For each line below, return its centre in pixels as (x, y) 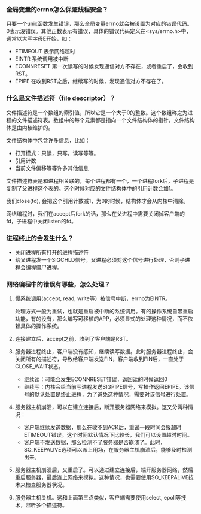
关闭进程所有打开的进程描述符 (51, 252)
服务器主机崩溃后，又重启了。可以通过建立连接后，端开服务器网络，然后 (104, 470)
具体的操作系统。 (41, 326)
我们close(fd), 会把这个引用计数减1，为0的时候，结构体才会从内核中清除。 (98, 201)
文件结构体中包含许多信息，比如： (48, 140)
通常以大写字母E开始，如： (39, 39)
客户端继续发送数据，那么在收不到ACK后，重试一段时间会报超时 (103, 427)
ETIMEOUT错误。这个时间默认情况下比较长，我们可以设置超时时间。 (108, 435)
